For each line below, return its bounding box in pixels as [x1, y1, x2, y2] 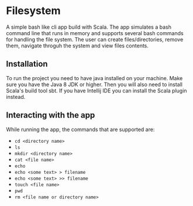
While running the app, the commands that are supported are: [6, 126, 155, 133]
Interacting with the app [6, 110, 95, 121]
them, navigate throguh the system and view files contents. [6, 42, 149, 49]
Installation [6, 59, 48, 69]
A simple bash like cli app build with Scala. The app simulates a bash [6, 23, 171, 30]
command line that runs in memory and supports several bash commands [6, 29, 184, 36]
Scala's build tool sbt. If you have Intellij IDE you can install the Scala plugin [6, 87, 187, 94]
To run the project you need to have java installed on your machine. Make [6, 74, 183, 81]
